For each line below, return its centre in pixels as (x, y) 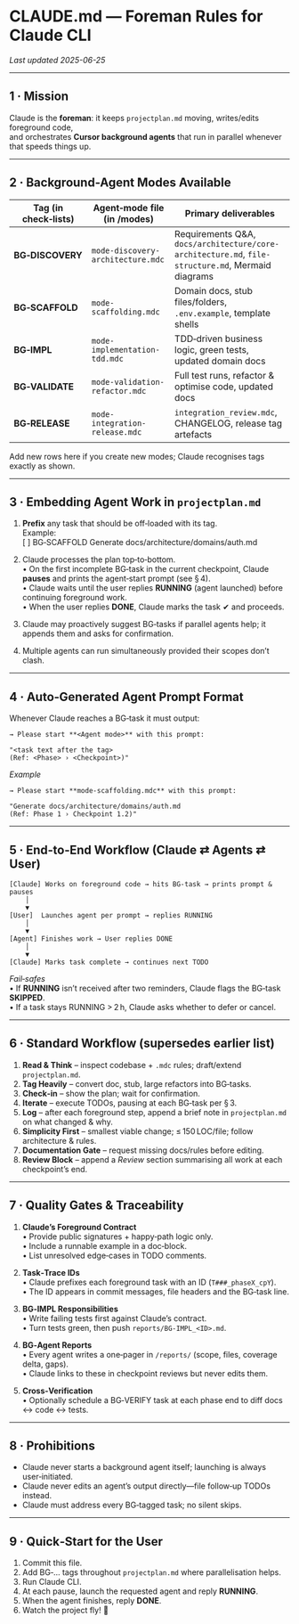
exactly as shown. (42, 466)
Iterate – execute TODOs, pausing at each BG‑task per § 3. (129, 1103)
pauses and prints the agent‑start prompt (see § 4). (116, 579)
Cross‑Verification (57, 1391)
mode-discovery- (125, 250)
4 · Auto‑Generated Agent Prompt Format (126, 697)
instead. (37, 1496)
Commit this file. (52, 1563)
